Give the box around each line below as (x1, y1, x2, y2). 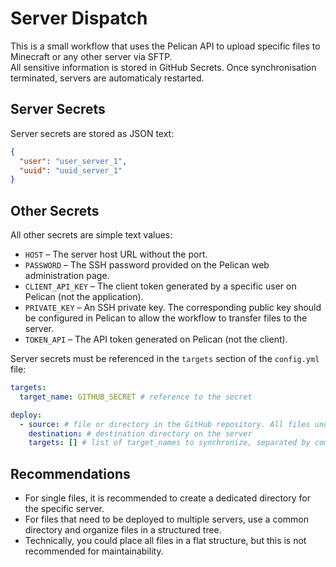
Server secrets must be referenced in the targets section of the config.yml (10, 353, 320, 365)
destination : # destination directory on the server (28, 428, 253, 439)
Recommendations (10, 465, 131, 482)
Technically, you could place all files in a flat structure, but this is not (24, 535, 307, 547)
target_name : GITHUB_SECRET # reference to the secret (19, 392, 253, 402)
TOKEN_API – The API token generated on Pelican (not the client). (24, 333, 288, 346)
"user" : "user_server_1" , (19, 156, 128, 166)
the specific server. (24, 503, 105, 515)
